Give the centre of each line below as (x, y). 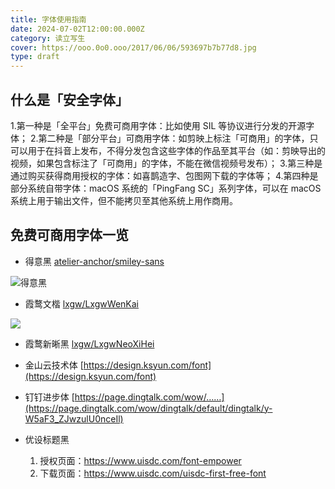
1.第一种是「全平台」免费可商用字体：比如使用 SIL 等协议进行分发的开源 (158, 125)
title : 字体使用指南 (48, 19)
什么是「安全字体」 (69, 99)
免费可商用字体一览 (69, 235)
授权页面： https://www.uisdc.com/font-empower (140, 460)
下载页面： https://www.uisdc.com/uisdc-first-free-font (153, 473)
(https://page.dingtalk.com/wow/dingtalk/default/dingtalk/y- (148, 408)
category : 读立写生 (48, 38)
